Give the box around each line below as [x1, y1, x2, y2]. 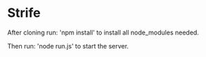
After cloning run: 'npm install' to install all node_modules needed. [7, 28, 200, 37]
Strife [7, 5, 41, 21]
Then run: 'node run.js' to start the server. [7, 42, 129, 50]
